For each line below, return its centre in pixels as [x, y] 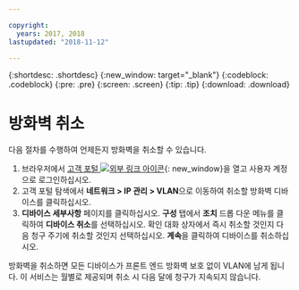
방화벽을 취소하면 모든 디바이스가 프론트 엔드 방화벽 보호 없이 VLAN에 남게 [138, 266]
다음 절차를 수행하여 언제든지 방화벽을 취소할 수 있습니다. [107, 150]
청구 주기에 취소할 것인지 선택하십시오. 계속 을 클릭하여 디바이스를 [145, 236]
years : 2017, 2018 [51, 33]
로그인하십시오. [64, 180]
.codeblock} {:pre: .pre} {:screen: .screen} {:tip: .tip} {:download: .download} [149, 85]
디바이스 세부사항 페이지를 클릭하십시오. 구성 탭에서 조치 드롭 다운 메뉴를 [148, 213]
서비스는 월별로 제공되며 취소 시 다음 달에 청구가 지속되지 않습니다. [145, 277]
